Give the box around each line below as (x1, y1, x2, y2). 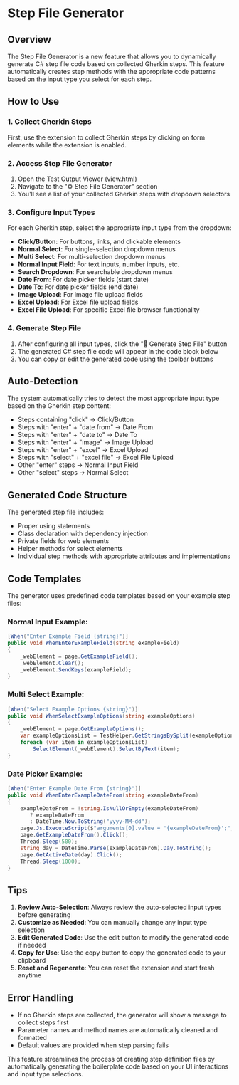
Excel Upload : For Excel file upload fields (17, 298, 139, 307)
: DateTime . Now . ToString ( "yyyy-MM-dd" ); (29, 818, 152, 825)
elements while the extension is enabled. (7, 140, 127, 149)
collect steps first (17, 1018, 69, 1027)
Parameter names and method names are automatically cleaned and (17, 1026, 218, 1034)
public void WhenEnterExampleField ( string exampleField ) (7, 639, 180, 647)
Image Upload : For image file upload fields (17, 290, 144, 299)
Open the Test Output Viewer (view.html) (17, 174, 137, 183)
